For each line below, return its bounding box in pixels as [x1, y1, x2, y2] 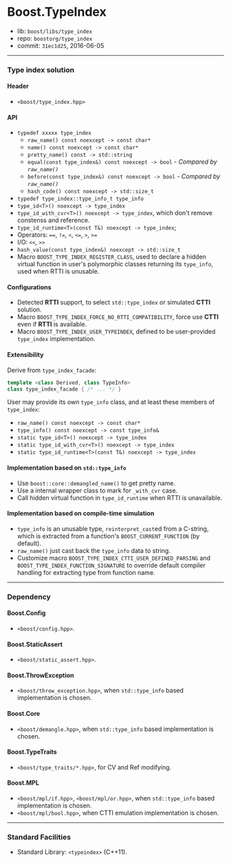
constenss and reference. [16, 216, 90, 224]
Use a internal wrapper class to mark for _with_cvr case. [16, 486, 178, 494]
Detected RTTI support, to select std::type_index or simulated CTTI [16, 298, 211, 307]
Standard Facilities [7, 832, 71, 842]
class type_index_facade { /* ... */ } [7, 386, 122, 393]
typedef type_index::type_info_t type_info [16, 195, 144, 203]
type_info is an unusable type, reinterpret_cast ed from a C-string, [16, 524, 209, 533]
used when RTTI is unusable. [16, 267, 100, 276]
